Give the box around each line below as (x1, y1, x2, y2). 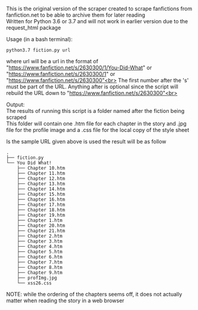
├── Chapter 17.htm (17, 202, 66, 208)
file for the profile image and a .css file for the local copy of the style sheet (6, 127, 190, 133)
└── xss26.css (17, 280, 52, 286)
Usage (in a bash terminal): (6, 36, 73, 42)
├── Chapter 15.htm (17, 191, 66, 197)
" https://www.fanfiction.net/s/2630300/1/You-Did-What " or (6, 64, 152, 71)
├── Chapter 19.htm (17, 212, 66, 218)
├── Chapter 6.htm (17, 254, 63, 260)
